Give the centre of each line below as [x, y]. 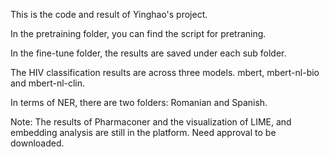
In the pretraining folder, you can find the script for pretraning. [138, 33]
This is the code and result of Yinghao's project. [109, 14]
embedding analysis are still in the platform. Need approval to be [143, 132]
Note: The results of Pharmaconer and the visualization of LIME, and [151, 122]
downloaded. [37, 143]
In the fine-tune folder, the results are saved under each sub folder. [148, 53]
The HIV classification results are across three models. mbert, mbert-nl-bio [165, 72]
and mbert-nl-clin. [48, 83]
